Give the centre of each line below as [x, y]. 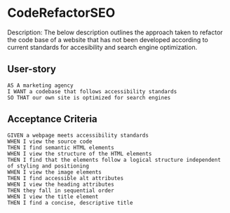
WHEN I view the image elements [54, 172]
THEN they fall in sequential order [61, 191]
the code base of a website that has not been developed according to [108, 39]
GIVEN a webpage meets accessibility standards [78, 135]
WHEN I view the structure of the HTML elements [80, 153]
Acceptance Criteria [52, 119]
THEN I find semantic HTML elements [61, 147]
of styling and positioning [48, 166]
